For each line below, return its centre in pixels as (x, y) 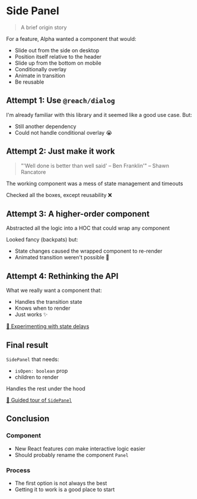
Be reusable (29, 82)
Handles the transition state (48, 302)
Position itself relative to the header (58, 56)
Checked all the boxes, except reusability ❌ (59, 195)
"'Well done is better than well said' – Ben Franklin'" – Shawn (95, 166)
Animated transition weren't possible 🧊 (62, 258)
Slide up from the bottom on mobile (58, 63)
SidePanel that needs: (33, 359)
